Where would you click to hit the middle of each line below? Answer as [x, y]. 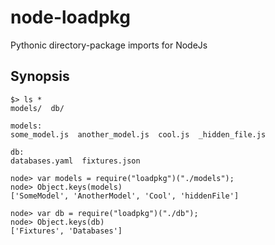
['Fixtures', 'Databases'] [66, 231]
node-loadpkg [70, 17]
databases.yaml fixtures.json [75, 161]
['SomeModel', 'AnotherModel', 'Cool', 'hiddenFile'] [125, 196]
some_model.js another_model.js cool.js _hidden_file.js [138, 134]
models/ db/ [37, 108]
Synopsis [40, 76]
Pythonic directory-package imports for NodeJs [109, 45]
